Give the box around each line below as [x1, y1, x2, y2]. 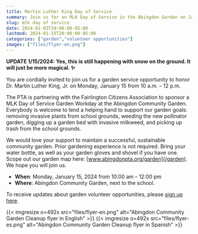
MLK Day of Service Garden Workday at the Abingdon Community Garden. [6, 100, 187, 107]
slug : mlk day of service [6, 19, 70, 25]
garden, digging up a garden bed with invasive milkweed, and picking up [6, 119, 183, 126]
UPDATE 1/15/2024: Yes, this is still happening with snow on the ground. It [6, 57, 191, 65]
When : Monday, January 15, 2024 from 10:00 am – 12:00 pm [14, 173, 162, 180]
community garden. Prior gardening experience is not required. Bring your [6, 142, 186, 149]
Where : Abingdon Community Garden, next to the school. [14, 179, 155, 186]
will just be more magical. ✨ [6, 64, 75, 71]
